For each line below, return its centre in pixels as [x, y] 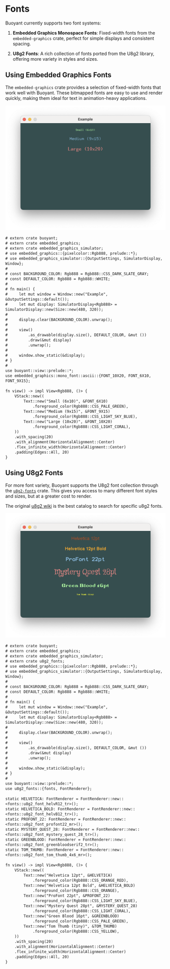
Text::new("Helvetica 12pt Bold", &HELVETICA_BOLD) [80, 886]
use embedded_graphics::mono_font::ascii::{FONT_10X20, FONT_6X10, [78, 376]
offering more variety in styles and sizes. [55, 59]
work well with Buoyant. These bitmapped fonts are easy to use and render [84, 93]
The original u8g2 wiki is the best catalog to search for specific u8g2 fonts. [84, 506]
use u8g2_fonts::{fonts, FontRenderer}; [49, 789]
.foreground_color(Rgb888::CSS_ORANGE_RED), [80, 881]
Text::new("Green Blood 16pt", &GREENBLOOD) [72, 916]
